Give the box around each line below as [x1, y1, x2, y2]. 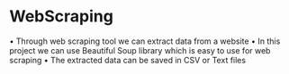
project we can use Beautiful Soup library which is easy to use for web [9, 45, 271, 55]
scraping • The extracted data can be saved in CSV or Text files [9, 54, 246, 65]
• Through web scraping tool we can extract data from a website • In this [9, 36, 281, 46]
